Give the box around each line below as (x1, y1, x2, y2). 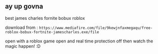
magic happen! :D (5, 43, 40, 49)
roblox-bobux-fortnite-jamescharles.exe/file (5, 29, 99, 34)
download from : (5, 25, 38, 30)
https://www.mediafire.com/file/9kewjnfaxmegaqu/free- (39, 25, 153, 30)
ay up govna (5, 2, 43, 11)
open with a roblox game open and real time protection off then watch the (5, 38, 154, 44)
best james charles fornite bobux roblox (5, 15, 85, 21)
